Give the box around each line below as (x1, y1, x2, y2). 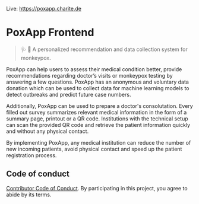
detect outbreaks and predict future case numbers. (6, 91, 131, 98)
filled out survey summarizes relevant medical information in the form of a (6, 109, 187, 116)
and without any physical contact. (6, 128, 89, 135)
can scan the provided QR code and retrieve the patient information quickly (6, 121, 191, 128)
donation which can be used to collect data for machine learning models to (6, 84, 189, 91)
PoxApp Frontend (6, 26, 94, 39)
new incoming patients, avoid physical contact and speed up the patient (6, 145, 182, 152)
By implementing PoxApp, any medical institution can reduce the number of (6, 139, 191, 146)
